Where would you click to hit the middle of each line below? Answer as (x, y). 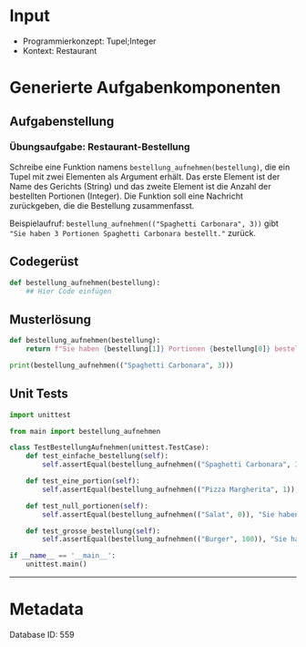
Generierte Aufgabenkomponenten (145, 88)
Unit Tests (39, 394)
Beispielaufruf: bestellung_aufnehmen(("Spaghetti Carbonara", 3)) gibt (144, 223)
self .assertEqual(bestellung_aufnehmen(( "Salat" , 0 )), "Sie (158, 514)
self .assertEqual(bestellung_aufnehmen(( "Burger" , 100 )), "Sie (164, 539)
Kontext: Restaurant (60, 50)
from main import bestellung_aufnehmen (85, 431)
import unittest (40, 415)
